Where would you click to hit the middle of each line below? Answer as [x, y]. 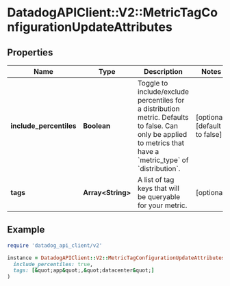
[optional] [211, 117]
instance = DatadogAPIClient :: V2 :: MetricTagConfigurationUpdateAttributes [116, 258]
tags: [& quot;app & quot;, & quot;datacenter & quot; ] [84, 271]
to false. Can [158, 126]
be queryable [159, 197]
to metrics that [161, 143]
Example [26, 230]
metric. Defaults [163, 117]
